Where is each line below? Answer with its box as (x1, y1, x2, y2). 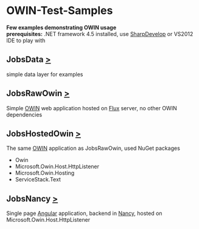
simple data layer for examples (6, 71, 83, 78)
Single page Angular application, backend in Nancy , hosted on (6, 210, 162, 217)
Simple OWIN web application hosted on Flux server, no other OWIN (6, 104, 178, 111)
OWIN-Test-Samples (6, 4, 113, 18)
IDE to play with (6, 37, 46, 44)
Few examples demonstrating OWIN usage (6, 24, 117, 31)
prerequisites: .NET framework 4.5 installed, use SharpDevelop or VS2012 (6, 30, 194, 37)
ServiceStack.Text (15, 176, 61, 183)
